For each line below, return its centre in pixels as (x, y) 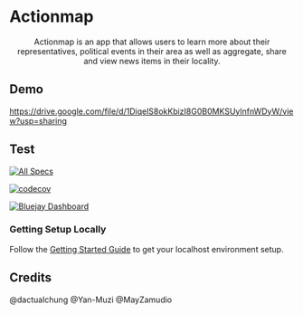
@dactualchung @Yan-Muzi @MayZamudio (91, 300)
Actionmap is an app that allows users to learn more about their (152, 42)
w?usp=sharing (38, 120)
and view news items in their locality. (152, 61)
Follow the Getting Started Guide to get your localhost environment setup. (147, 249)
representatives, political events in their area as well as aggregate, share (152, 51)
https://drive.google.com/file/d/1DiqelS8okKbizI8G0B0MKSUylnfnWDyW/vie (151, 111)
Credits (31, 278)
